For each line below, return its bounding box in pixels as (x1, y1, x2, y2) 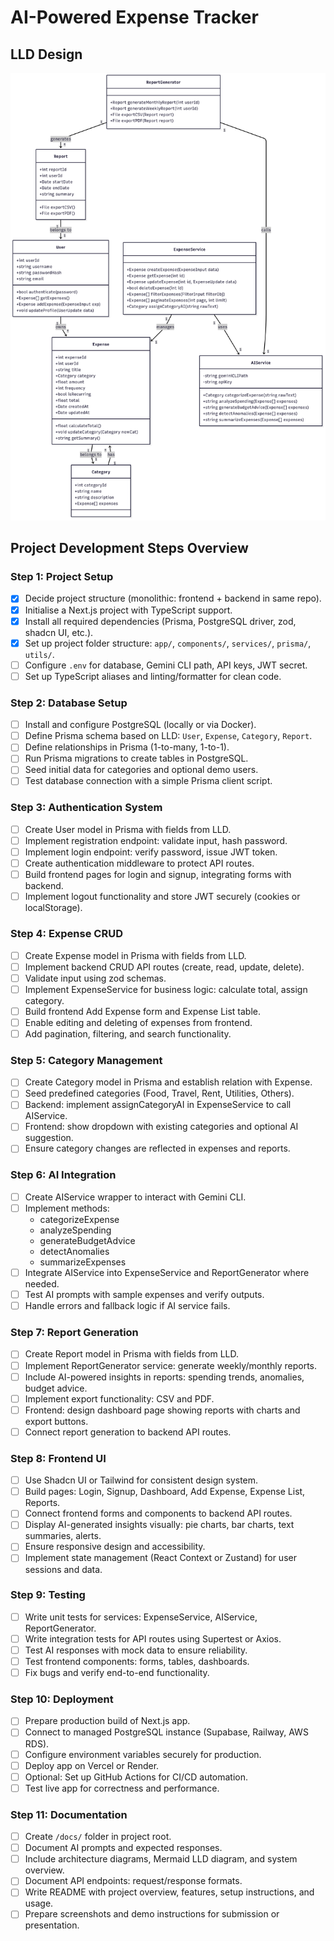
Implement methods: (24, 1202, 110, 1214)
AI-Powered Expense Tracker (10, 6, 259, 29)
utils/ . (24, 648, 55, 660)
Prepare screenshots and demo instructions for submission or (24, 1908, 280, 1920)
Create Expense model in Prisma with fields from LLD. (24, 949, 247, 961)
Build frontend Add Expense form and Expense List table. (24, 1005, 262, 1017)
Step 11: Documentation (10, 1807, 128, 1821)
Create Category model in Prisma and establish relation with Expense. (24, 1076, 313, 1088)
